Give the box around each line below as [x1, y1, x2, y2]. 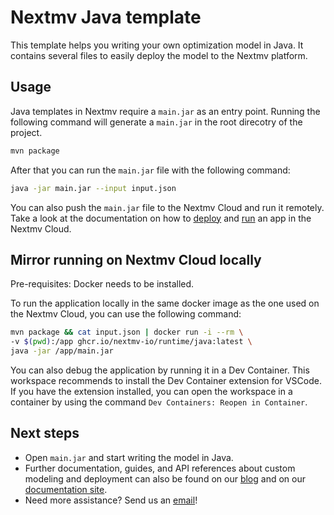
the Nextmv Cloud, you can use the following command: [10, 308, 242, 320]
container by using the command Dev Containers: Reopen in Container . [10, 396, 308, 408]
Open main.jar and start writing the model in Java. [24, 451, 234, 463]
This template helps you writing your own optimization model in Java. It [10, 39, 304, 51]
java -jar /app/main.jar [10, 346, 114, 356]
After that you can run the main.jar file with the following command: [10, 164, 291, 176]
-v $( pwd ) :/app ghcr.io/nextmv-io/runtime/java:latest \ [10, 337, 253, 347]
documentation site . [24, 483, 108, 495]
